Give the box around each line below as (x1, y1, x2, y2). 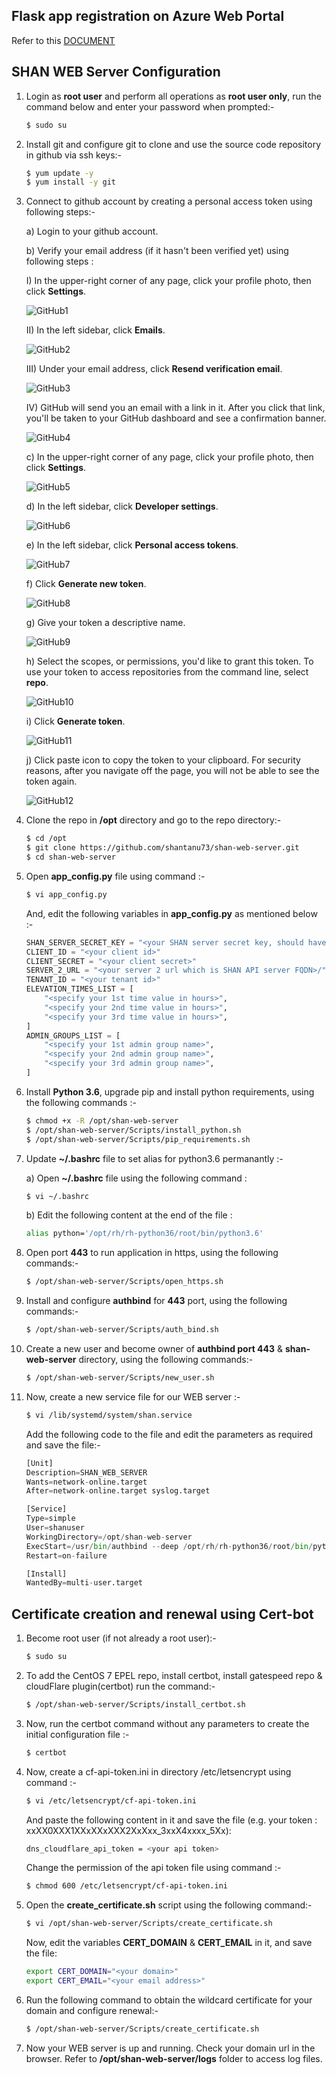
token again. (25, 775, 78, 788)
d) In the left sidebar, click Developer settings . (25, 500, 219, 513)
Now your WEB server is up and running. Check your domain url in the (25, 2042, 316, 2054)
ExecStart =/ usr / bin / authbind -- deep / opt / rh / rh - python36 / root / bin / (25, 1541, 314, 1551)
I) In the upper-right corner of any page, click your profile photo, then (25, 275, 312, 287)
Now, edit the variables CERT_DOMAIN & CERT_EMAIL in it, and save (25, 1937, 313, 1949)
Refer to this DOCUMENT (11, 34, 116, 46)
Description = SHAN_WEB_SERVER (25, 1467, 148, 1478)
